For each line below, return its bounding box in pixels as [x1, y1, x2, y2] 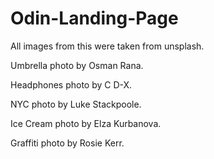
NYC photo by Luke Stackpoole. [10, 98, 142, 110]
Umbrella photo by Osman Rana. [10, 59, 144, 71]
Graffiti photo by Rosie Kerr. [10, 137, 125, 149]
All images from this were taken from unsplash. [10, 40, 205, 52]
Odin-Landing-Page [10, 7, 179, 30]
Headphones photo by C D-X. [10, 78, 133, 91]
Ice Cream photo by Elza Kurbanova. [10, 117, 162, 129]
